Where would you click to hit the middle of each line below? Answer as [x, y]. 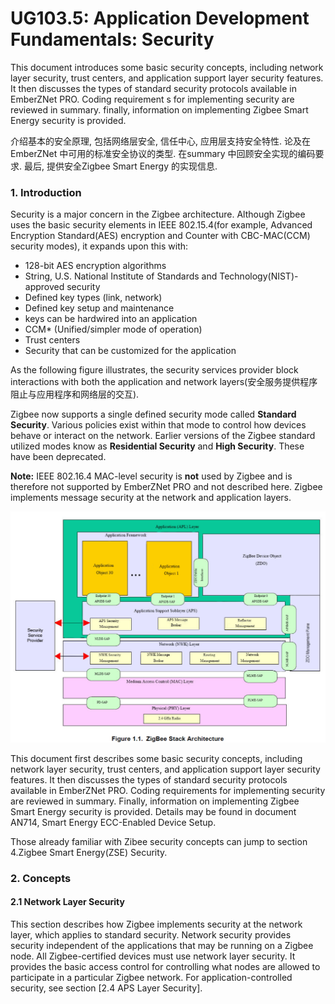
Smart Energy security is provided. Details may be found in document [153, 811]
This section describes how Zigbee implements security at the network [156, 924]
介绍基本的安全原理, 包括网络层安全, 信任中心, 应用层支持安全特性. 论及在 [160, 141]
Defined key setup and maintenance [99, 308]
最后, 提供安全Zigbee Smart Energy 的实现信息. [120, 166]
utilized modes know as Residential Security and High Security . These [157, 446]
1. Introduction [46, 192]
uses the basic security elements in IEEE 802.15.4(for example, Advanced [161, 225]
